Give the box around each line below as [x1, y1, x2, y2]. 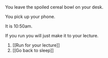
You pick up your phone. [5, 14, 56, 19]
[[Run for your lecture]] [12, 42, 60, 48]
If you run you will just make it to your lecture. [5, 33, 99, 38]
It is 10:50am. [5, 23, 33, 29]
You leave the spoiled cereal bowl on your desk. [5, 4, 104, 10]
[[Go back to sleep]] [12, 48, 54, 53]
